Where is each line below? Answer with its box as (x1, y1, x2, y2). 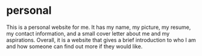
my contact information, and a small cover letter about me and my (6, 30, 170, 37)
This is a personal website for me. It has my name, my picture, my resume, (6, 23, 191, 31)
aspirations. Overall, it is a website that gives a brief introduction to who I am (6, 36, 196, 43)
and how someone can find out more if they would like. (6, 43, 143, 50)
